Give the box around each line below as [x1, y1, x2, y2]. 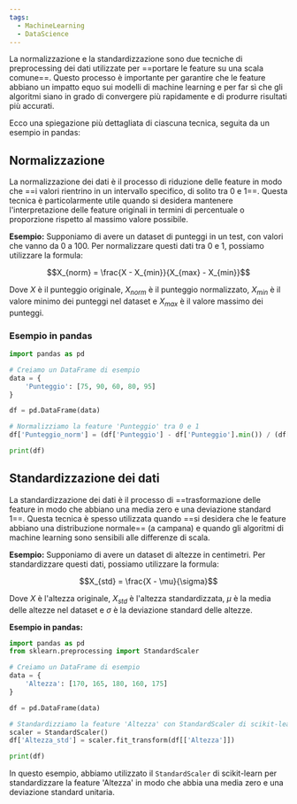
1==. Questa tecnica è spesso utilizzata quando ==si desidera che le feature [9, 513, 286, 523]
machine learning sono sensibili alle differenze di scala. [9, 532, 210, 543]
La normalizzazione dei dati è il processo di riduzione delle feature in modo [9, 176, 283, 187]
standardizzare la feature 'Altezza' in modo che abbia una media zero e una [9, 777, 285, 788]
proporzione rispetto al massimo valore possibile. [9, 214, 188, 225]
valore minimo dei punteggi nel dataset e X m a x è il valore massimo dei [9, 296, 263, 308]
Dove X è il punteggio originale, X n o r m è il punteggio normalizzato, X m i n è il [9, 284, 281, 297]
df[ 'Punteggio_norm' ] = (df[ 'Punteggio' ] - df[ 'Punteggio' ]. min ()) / [9, 430, 271, 439]
